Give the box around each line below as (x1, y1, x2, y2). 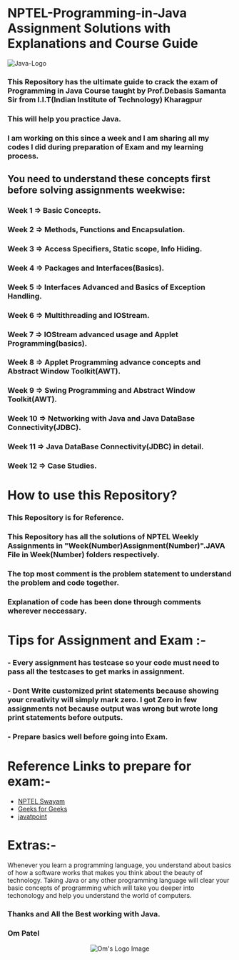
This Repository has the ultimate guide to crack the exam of (7, 76, 218, 86)
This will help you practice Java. (7, 114, 121, 124)
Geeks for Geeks (17, 804, 68, 813)
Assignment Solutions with (7, 20, 171, 36)
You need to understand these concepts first (7, 173, 210, 185)
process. (7, 151, 39, 161)
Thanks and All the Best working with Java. (7, 909, 161, 919)
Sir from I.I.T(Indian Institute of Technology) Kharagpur (7, 94, 203, 104)
